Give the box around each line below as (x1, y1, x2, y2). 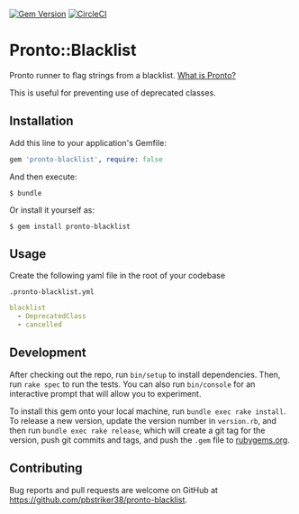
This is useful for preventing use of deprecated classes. (9, 87, 216, 98)
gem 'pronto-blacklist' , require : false (9, 154, 164, 164)
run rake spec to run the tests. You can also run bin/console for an (9, 379, 256, 390)
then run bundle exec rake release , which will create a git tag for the (9, 425, 266, 436)
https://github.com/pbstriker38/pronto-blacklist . (9, 494, 187, 505)
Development (9, 345, 87, 361)
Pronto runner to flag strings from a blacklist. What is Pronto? (9, 69, 237, 80)
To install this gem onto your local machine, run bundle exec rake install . (9, 406, 286, 417)
